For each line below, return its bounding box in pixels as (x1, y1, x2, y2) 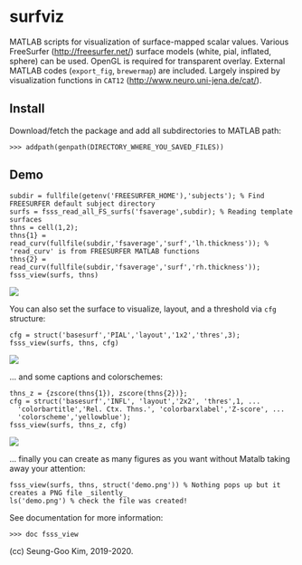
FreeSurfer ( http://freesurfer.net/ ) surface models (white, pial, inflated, (9, 45, 272, 56)
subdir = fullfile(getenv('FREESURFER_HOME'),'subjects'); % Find (9, 191, 265, 200)
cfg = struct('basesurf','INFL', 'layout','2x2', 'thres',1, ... (9, 397, 260, 406)
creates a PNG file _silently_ (9, 488, 127, 497)
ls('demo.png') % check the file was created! (9, 496, 188, 505)
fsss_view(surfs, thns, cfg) (9, 338, 119, 348)
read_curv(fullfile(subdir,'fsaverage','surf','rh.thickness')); (9, 263, 260, 272)
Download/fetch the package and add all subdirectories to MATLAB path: (9, 125, 282, 136)
